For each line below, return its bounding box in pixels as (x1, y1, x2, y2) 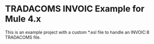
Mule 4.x (5, 13, 41, 24)
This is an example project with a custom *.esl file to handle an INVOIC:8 (5, 29, 150, 35)
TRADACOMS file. (5, 34, 41, 40)
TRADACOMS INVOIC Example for (5, 3, 145, 14)
